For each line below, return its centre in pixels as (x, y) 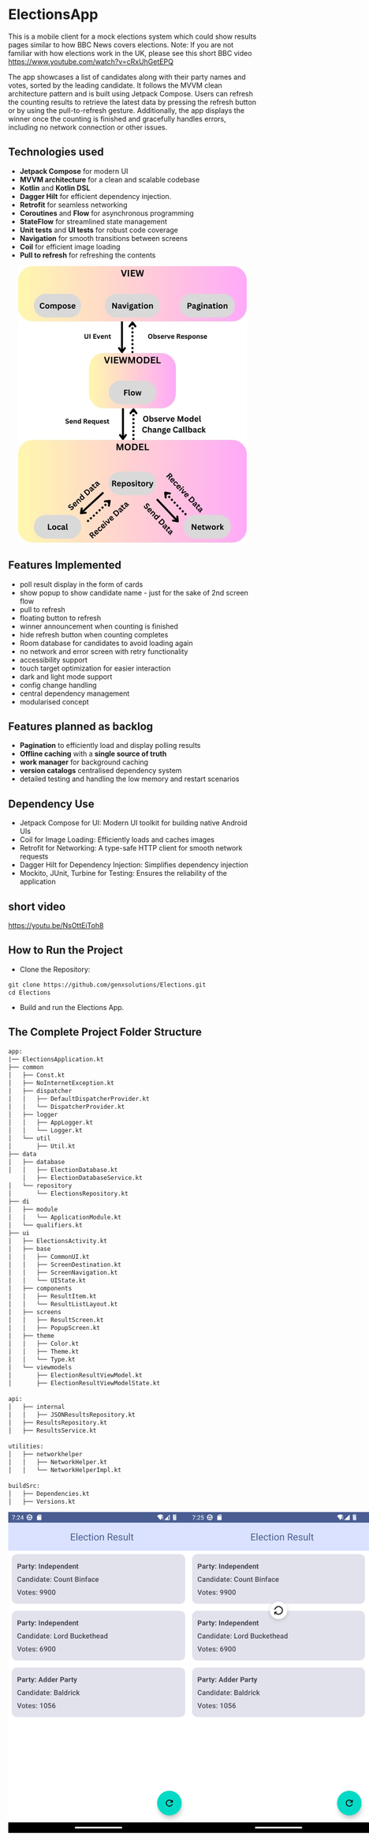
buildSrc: (24, 1486)
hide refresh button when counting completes (94, 634)
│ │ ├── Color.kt (44, 1343)
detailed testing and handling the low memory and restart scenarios (129, 779)
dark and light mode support (66, 676)
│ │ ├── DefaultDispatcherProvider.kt (79, 1099)
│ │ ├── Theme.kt (44, 1351)
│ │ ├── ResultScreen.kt (56, 1320)
